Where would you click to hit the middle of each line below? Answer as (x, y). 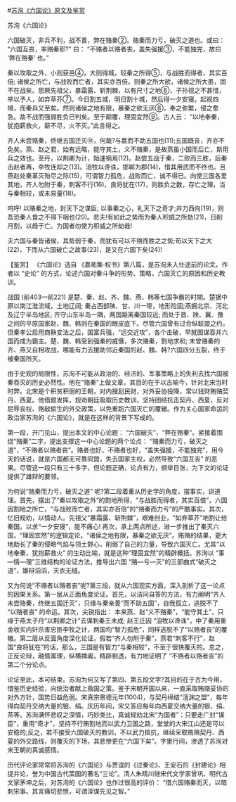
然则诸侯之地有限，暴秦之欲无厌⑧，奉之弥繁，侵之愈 (140, 108)
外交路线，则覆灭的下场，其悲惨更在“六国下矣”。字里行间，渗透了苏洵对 (124, 741)
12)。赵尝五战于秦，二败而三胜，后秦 (174, 158)
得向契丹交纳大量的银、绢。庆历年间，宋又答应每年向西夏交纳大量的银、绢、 (118, 706)
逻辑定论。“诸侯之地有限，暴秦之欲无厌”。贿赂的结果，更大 (142, 535)
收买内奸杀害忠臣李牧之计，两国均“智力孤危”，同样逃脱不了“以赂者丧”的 (117, 629)
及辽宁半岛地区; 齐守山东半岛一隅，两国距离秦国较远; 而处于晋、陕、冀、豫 (116, 314)
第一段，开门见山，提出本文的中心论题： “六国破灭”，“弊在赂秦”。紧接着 (112, 432)
